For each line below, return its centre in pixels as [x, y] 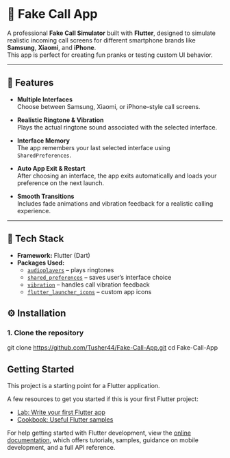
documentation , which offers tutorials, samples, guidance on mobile [103, 440]
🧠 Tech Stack [36, 239]
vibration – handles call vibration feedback [88, 285]
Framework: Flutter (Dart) [53, 255]
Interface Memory [43, 141]
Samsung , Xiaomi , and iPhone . [52, 47]
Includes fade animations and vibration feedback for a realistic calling [115, 203]
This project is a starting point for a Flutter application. [84, 386]
